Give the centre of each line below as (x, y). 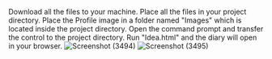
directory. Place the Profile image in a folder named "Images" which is (125, 20)
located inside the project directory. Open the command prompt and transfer (136, 29)
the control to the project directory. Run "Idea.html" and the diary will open (133, 37)
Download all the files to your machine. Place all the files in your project (127, 12)
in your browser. (36, 46)
